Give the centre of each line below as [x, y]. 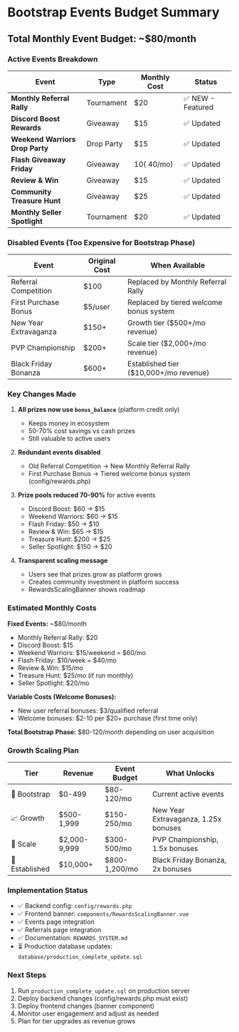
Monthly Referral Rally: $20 [58, 637]
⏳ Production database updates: [65, 946]
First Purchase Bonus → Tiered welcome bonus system [109, 474]
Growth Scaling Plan [43, 750]
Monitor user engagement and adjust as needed [88, 1013]
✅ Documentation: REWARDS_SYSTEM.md [73, 938]
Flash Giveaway [38, 160]
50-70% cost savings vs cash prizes [82, 431]
